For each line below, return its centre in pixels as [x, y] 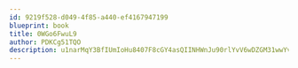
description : [33, 50]
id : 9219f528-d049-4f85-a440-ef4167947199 [89, 17]
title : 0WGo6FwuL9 [43, 34]
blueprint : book [39, 26]
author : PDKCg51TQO [45, 42]
